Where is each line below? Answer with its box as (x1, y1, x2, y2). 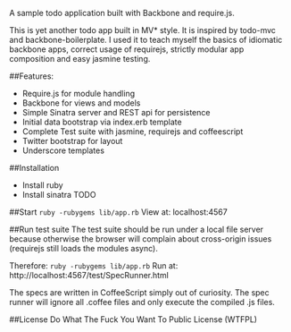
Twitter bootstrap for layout (21, 136, 123, 146)
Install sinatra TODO (21, 190, 96, 200)
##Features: (9, 71, 54, 81)
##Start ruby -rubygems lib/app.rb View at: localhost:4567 (9, 207, 228, 217)
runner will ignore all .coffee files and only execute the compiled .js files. (9, 297, 275, 307)
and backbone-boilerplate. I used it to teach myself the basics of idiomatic (9, 35, 283, 45)
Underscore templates (21, 145, 105, 156)
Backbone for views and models (21, 98, 141, 108)
